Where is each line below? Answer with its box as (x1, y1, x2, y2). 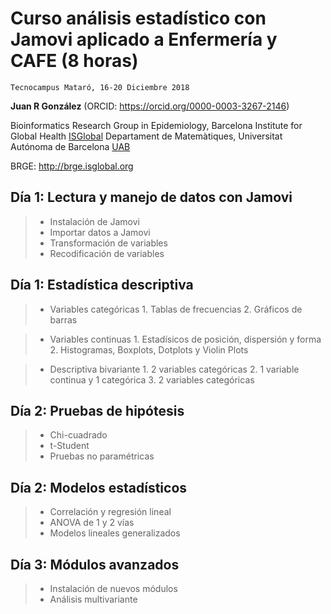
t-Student (49, 440, 90, 452)
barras (49, 313, 78, 326)
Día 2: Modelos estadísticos (10, 479, 188, 496)
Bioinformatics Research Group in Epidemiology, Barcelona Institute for (10, 119, 303, 131)
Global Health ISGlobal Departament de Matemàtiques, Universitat (10, 130, 283, 142)
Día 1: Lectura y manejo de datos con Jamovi (10, 189, 293, 206)
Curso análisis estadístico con (10, 7, 267, 30)
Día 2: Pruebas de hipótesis (10, 402, 185, 419)
